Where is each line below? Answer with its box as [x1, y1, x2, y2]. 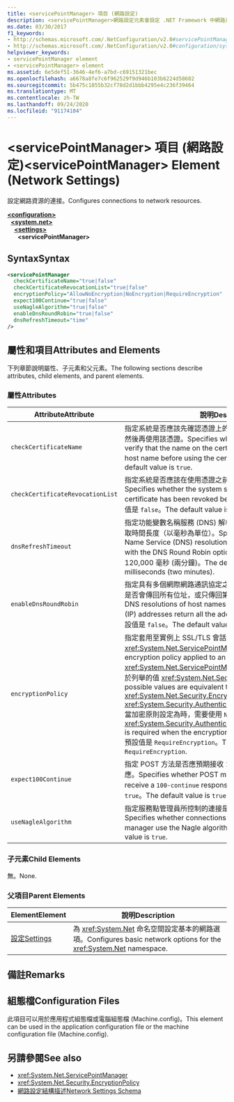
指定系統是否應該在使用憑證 [124, 475, 216, 485]
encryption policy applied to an [124, 653, 226, 663]
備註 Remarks [7, 969, 65, 981]
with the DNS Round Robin [124, 548, 211, 557]
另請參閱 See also [7, 1052, 82, 1064]
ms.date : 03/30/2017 [7, 23, 68, 30]
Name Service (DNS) [124, 538, 194, 548]
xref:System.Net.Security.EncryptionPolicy [17, 1078, 140, 1087]
